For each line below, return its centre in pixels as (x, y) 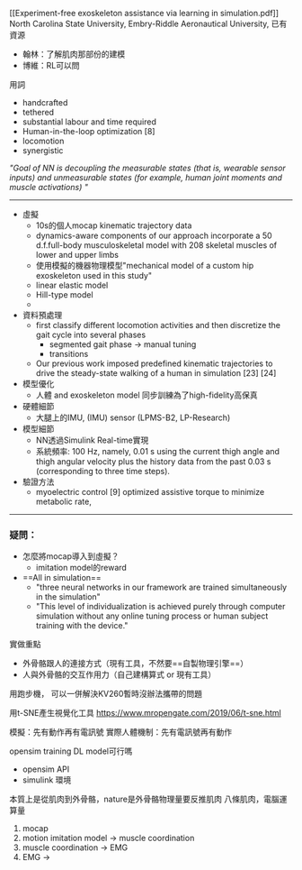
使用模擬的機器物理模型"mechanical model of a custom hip (145, 266)
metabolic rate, (63, 501)
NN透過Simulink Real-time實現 (92, 440)
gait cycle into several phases (91, 334)
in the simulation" (68, 597)
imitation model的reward (81, 568)
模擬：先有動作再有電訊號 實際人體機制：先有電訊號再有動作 (120, 732)
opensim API (46, 769)
